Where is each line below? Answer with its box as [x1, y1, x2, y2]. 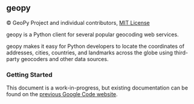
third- [174, 49, 189, 56]
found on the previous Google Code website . [6, 91, 118, 98]
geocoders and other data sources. [21, 55, 109, 62]
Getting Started [6, 70, 53, 79]
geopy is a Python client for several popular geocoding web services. [6, 31, 179, 38]
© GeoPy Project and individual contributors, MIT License [6, 19, 150, 26]
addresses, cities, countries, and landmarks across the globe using [6, 49, 173, 56]
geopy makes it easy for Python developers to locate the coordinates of [6, 42, 185, 50]
